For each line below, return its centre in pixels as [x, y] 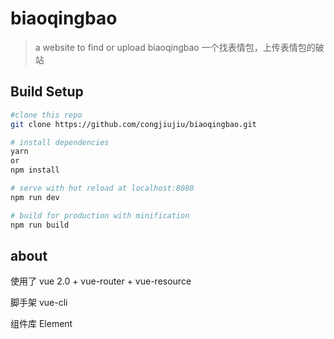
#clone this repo [46, 115]
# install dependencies [60, 142]
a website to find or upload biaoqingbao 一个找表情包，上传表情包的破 [179, 47]
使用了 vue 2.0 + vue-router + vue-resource [101, 281]
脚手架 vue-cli [39, 303]
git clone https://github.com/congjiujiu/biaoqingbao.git [133, 124]
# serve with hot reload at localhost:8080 [102, 188]
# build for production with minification [100, 215]
